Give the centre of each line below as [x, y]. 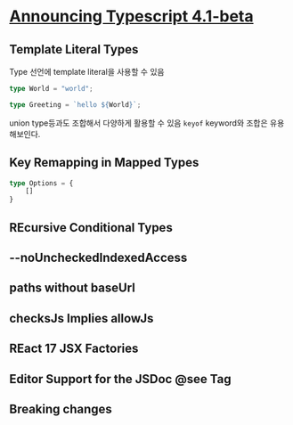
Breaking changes [61, 409]
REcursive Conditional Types [91, 228]
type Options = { [41, 183]
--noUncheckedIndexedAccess [98, 257]
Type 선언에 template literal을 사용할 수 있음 [87, 72]
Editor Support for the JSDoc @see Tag [120, 379]
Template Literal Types [74, 49]
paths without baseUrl [73, 288]
